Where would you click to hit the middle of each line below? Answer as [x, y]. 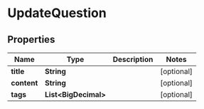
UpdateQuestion [57, 13]
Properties [31, 40]
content [25, 83]
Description [133, 59]
